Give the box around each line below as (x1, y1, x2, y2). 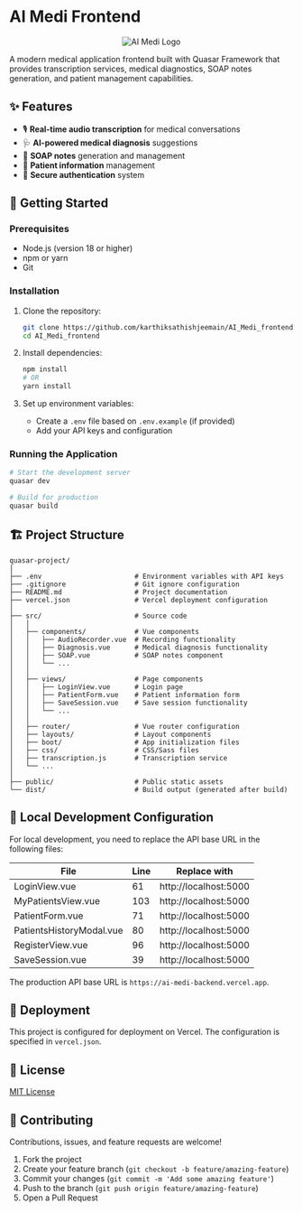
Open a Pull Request (22, 1192, 99, 1203)
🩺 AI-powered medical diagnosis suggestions (22, 137, 198, 148)
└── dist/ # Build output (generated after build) (9, 785, 288, 794)
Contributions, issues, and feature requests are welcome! (9, 1136, 223, 1147)
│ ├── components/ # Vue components (9, 627, 200, 636)
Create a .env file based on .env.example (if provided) (35, 415, 236, 426)
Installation (9, 284, 60, 297)
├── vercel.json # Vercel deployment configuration (9, 595, 269, 604)
